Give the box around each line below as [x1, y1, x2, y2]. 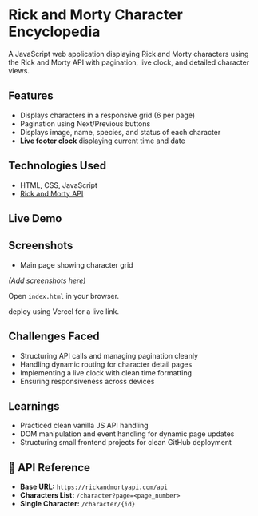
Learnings [8, 399, 60, 413]
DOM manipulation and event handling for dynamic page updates [19, 429, 235, 439]
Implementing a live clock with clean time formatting [19, 367, 193, 377]
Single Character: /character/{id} [19, 499, 136, 509]
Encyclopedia [8, 22, 101, 41]
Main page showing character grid [19, 260, 133, 269]
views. [8, 65, 30, 75]
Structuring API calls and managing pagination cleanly [19, 351, 198, 360]
